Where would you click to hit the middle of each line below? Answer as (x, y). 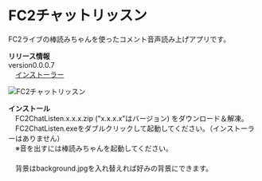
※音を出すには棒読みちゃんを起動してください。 (94, 148)
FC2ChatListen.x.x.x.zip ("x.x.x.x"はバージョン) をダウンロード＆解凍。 (131, 118)
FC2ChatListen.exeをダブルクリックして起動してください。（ (114, 128)
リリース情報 (29, 56)
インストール (29, 108)
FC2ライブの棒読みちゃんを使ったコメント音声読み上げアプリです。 (119, 39)
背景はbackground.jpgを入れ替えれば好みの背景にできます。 (114, 168)
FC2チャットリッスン (78, 16)
